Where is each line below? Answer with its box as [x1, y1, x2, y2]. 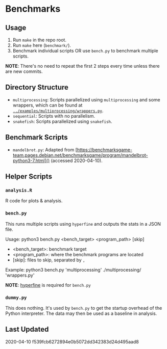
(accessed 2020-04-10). [51, 157, 103, 164]
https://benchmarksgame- [77, 146, 133, 153]
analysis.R [5, 187, 32, 193]
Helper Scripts [5, 172, 53, 181]
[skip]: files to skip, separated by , [12, 257, 85, 263]
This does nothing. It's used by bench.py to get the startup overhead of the [5, 305, 162, 311]
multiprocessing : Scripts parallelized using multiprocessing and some [12, 96, 160, 102]
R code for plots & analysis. [5, 198, 63, 204]
